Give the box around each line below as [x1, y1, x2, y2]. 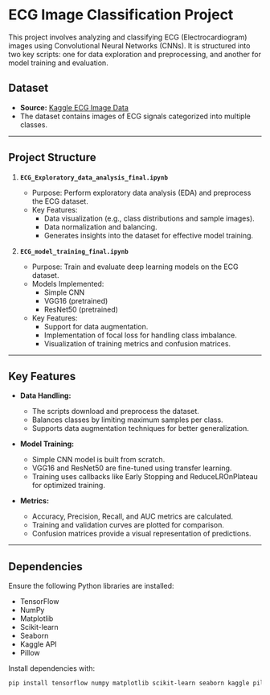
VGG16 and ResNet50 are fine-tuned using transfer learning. [31, 463, 232, 473]
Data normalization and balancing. [43, 221, 158, 231]
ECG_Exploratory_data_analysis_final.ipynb [19, 173, 169, 182]
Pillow [19, 648, 40, 658]
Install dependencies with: [8, 664, 96, 673]
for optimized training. [31, 481, 106, 490]
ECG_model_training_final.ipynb [19, 247, 129, 255]
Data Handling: [19, 391, 72, 400]
